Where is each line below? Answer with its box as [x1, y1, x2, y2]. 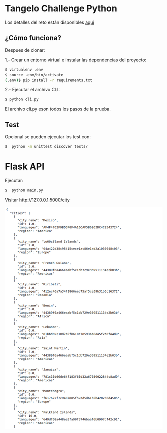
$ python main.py [5, 188, 43, 193]
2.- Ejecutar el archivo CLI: [5, 87, 60, 93]
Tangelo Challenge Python [5, 3, 117, 14]
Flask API [5, 161, 45, 172]
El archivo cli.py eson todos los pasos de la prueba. [5, 106, 111, 112]
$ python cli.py [5, 97, 39, 102]
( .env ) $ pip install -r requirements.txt [5, 78, 93, 83]
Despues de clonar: [5, 47, 45, 53]
